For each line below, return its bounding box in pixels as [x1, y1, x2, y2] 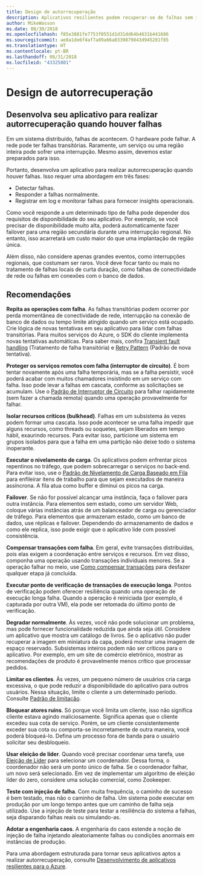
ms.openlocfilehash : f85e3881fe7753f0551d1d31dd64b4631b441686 [6, 31, 169, 38]
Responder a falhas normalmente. [14, 191, 100, 198]
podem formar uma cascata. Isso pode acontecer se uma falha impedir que [6, 419, 194, 427]
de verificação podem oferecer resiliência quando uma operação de [6, 588, 176, 595]
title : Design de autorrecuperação [6, 8, 96, 15]
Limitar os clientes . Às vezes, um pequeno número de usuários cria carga [6, 676, 192, 683]
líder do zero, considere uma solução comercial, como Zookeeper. [6, 776, 172, 783]
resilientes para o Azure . [6, 863, 68, 870]
